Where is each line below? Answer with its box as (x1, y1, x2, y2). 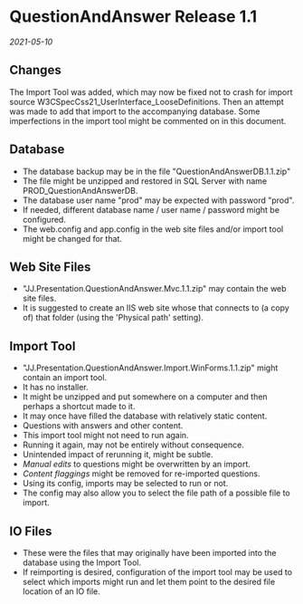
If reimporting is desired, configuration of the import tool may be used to (22, 567, 292, 577)
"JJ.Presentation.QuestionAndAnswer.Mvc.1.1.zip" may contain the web (22, 283, 287, 294)
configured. (22, 214, 66, 225)
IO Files (9, 523, 52, 539)
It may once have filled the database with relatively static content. (22, 410, 268, 422)
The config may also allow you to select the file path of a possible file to (22, 487, 291, 499)
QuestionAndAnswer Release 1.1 (9, 6, 258, 27)
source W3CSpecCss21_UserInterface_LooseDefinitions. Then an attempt (9, 96, 285, 107)
